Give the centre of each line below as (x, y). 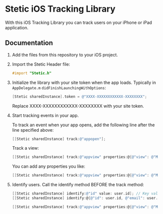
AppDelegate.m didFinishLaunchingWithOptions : (59, 88)
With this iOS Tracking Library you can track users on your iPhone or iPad (79, 22)
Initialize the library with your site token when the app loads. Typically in (84, 82)
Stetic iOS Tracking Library (60, 9)
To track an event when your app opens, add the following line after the (83, 125)
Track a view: (25, 148)
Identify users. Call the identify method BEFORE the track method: (78, 185)
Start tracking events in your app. (45, 115)
